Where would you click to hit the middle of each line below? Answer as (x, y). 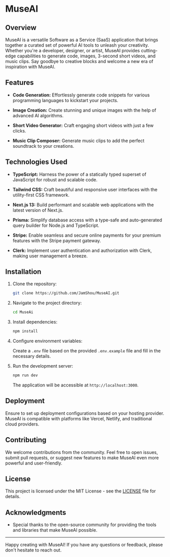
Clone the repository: (35, 284)
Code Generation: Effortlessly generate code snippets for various (81, 95)
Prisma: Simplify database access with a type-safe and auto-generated (87, 220)
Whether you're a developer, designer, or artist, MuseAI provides (73, 51)
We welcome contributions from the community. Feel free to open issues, (82, 452)
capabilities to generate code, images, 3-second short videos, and (86, 56)
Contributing (26, 440)
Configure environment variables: (47, 341)
